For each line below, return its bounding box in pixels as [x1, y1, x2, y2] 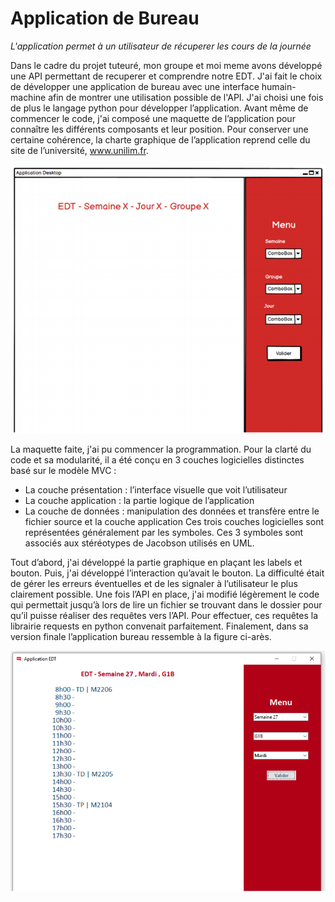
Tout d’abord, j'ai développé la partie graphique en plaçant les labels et [10, 557, 303, 569]
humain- [261, 80, 297, 92]
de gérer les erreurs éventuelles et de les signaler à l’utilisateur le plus [10, 578, 298, 590]
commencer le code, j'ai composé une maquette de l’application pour [10, 112, 296, 124]
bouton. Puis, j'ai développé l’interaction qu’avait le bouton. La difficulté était [10, 567, 325, 579]
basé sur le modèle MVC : [10, 465, 117, 477]
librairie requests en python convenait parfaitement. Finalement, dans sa [10, 620, 309, 632]
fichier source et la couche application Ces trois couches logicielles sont [24, 516, 324, 528]
